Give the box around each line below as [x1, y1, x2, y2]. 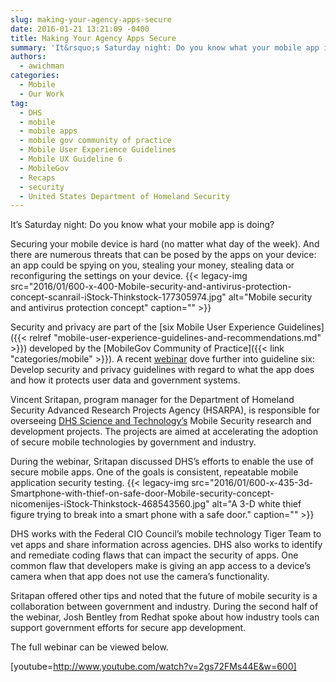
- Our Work [19, 89, 65, 99]
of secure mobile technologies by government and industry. [10, 436, 257, 448]
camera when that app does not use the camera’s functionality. [10, 571, 270, 583]
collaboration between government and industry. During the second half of [10, 601, 319, 613]
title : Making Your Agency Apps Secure [10, 33, 177, 43]
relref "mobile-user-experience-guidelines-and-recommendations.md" [29, 332, 322, 344]
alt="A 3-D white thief [211, 498, 302, 510]
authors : [10, 52, 47, 62]
